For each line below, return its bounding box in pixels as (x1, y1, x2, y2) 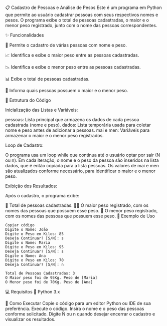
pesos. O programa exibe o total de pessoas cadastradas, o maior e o (5, 17, 149, 23)
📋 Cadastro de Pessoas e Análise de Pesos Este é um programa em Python (5, 5, 162, 11)
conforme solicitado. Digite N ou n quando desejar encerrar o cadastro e (5, 311, 155, 317)
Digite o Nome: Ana (5, 253, 46, 258)
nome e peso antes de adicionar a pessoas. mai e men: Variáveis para (5, 127, 149, 133)
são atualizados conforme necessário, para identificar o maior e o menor (5, 168, 155, 174)
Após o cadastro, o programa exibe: (5, 193, 79, 198)
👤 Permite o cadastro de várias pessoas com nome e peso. (5, 42, 127, 48)
